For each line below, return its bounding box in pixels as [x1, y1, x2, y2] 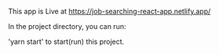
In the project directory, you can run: [8, 22, 126, 31]
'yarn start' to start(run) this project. [8, 37, 125, 46]
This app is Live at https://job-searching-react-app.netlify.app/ [8, 7, 211, 16]
